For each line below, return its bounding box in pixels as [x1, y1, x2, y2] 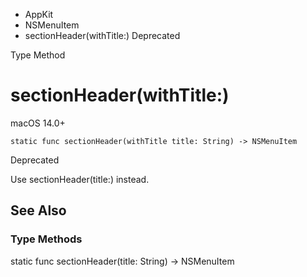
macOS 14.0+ [10, 117, 66, 129]
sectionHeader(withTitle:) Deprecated [24, 30, 181, 41]
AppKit [24, 9, 54, 20]
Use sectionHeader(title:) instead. [10, 173, 150, 185]
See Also [10, 202, 67, 219]
